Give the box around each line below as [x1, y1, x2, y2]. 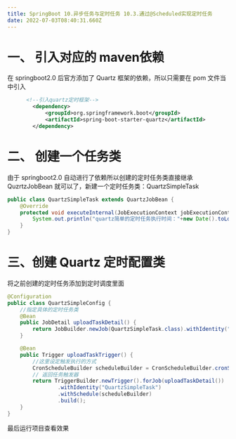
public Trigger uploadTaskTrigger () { [20, 351, 133, 358]
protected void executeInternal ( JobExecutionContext [20, 209, 178, 216]
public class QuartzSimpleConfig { [7, 299, 112, 306]
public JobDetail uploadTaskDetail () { [20, 319, 137, 327]
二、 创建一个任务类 [7, 149, 122, 164]
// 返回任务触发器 [32, 371, 79, 378]
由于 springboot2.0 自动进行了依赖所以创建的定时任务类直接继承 [7, 173, 193, 181]
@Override [20, 202, 49, 209]
